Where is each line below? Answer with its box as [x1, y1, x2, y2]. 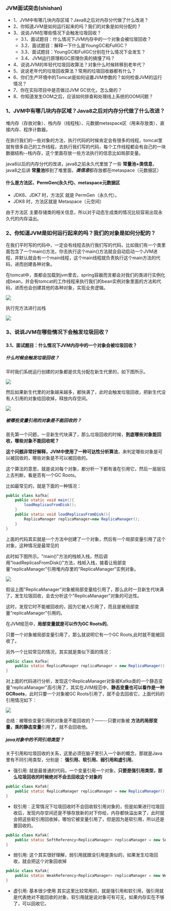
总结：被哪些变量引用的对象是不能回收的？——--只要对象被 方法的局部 [6, 717, 154, 724]
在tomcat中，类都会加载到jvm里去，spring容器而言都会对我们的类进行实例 [6, 272, 161, 278]
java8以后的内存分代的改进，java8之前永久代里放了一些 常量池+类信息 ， [6, 160, 157, 167]
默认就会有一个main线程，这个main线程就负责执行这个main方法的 [19, 255, 156, 261]
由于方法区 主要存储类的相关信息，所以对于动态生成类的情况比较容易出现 [6, 209, 158, 215]
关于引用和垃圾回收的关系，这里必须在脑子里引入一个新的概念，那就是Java [6, 750, 163, 757]
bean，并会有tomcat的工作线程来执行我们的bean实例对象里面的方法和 [10, 279, 157, 285]
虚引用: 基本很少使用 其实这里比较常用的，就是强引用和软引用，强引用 [13, 888, 159, 894]
